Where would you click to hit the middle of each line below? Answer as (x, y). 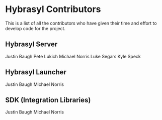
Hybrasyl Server (31, 44)
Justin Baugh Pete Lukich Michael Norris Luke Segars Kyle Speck (73, 56)
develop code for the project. (35, 28)
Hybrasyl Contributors (53, 9)
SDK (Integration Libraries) (48, 100)
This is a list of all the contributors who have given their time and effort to (81, 23)
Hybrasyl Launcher (36, 72)
